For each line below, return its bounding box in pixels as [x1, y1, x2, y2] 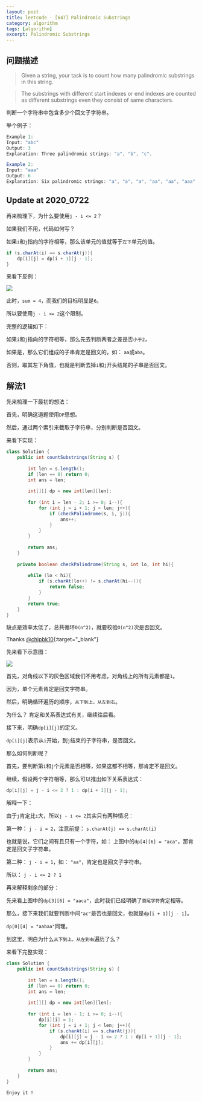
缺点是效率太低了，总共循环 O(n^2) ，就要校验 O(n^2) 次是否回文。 [6, 624, 166, 631]
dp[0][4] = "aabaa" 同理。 [6, 923, 71, 930]
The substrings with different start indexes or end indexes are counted [21, 90, 196, 97]
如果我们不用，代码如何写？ [6, 225, 75, 232]
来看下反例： [6, 273, 38, 280]
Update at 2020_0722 [6, 195, 89, 206]
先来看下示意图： [6, 648, 49, 656]
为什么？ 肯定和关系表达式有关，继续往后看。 [6, 711, 119, 718]
